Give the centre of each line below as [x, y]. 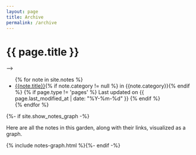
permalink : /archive [32, 22]
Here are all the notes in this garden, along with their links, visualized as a [96, 128]
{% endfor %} [32, 105]
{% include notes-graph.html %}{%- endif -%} [63, 146]
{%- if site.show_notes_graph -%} [48, 117]
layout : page [22, 12]
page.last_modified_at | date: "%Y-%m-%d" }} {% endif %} [87, 99]
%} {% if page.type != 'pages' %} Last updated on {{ [79, 92]
